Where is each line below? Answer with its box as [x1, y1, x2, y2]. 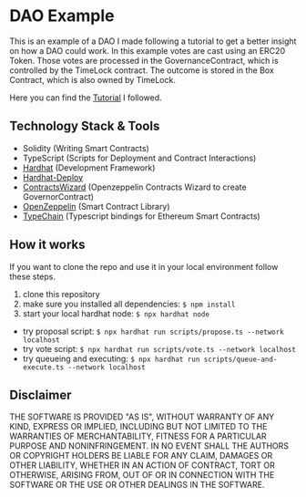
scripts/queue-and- [203, 355, 278, 364]
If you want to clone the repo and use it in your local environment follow [9, 261, 279, 272]
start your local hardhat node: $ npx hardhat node [22, 307, 209, 319]
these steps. [9, 271, 56, 282]
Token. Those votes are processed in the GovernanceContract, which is [9, 55, 280, 66]
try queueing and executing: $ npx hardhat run [22, 353, 200, 364]
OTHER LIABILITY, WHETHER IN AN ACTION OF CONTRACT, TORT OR [9, 460, 275, 471]
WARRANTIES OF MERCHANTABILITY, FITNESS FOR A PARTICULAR [9, 430, 267, 442]
